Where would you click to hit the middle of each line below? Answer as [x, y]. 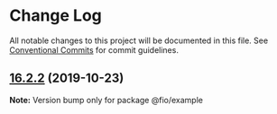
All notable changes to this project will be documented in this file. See [139, 40]
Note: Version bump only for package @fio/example [106, 100]
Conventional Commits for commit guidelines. [94, 49]
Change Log [55, 16]
